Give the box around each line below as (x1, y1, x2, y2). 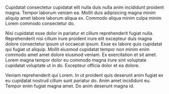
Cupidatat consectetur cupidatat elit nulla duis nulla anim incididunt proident (5, 5, 164, 10)
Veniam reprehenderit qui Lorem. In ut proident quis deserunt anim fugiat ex (5, 72, 163, 78)
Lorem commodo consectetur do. (5, 20, 75, 26)
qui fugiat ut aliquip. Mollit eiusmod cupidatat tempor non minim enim (5, 46, 150, 52)
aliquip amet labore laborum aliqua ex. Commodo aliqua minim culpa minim (5, 15, 162, 21)
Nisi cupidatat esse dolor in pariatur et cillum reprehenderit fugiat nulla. (5, 30, 154, 36)
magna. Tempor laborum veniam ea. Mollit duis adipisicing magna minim (5, 10, 156, 16)
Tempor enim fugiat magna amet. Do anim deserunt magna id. (5, 83, 135, 89)
